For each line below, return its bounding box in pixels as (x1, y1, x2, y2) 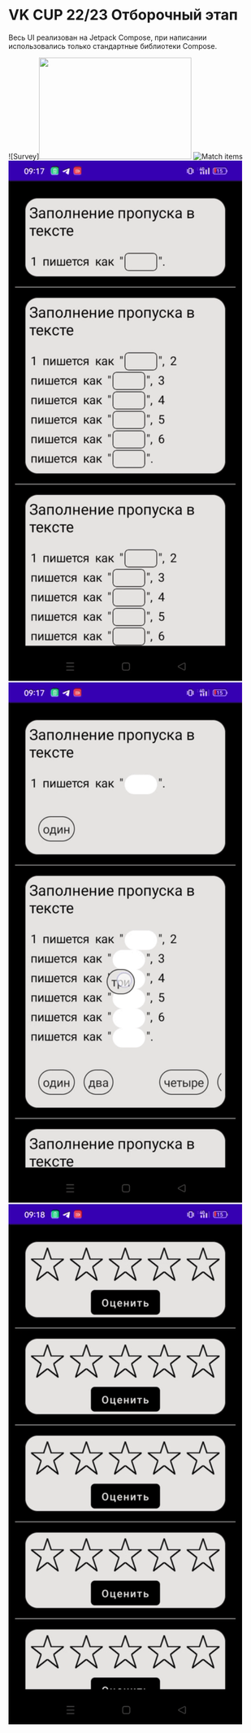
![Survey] (8, 151, 40, 161)
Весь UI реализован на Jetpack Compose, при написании (8, 33, 207, 42)
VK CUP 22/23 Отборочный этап (8, 6, 238, 24)
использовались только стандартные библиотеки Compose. (8, 41, 218, 50)
